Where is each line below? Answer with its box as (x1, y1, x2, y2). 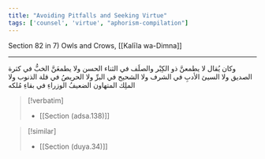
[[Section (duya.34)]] (39, 142, 108, 151)
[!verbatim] (27, 96, 65, 105)
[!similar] (27, 126, 57, 135)
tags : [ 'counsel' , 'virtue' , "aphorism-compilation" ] (8, 19, 189, 27)
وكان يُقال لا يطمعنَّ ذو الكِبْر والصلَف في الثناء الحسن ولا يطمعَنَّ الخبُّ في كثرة (8, 63, 237, 73)
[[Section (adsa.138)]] (39, 111, 110, 120)
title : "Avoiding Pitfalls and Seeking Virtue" (8, 11, 168, 20)
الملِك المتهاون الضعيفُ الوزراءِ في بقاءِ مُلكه (8, 80, 136, 89)
